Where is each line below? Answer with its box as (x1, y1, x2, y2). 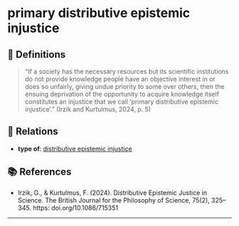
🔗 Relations (7, 126, 58, 138)
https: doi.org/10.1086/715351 (33, 203, 119, 212)
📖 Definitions (7, 48, 66, 60)
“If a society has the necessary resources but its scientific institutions (24, 68, 229, 75)
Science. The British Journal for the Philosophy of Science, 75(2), (17, 195, 210, 204)
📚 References (7, 166, 72, 178)
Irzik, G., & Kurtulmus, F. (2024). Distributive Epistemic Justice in (17, 188, 208, 197)
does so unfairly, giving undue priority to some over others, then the (24, 82, 225, 90)
